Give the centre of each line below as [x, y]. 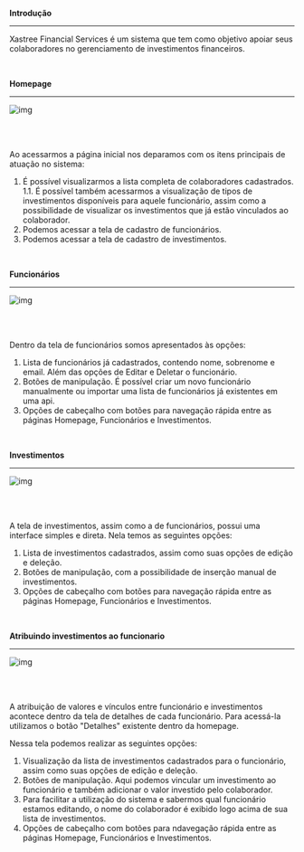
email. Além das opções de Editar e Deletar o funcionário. [130, 372]
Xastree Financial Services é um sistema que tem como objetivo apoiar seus [151, 39]
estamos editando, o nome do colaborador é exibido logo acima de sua [155, 809]
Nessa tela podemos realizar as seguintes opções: [103, 743]
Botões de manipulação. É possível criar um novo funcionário [137, 382]
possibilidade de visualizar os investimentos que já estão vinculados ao [156, 210]
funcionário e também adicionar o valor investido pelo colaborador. [147, 790]
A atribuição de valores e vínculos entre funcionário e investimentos [136, 706]
